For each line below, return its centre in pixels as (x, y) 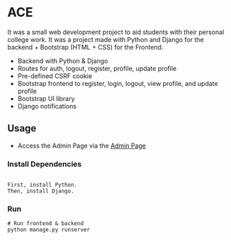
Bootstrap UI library (46, 98)
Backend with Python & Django (63, 60)
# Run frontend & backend (45, 224)
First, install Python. (43, 185)
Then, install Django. (41, 191)
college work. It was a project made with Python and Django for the (106, 39)
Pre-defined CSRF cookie (55, 76)
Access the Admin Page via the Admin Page (82, 146)
